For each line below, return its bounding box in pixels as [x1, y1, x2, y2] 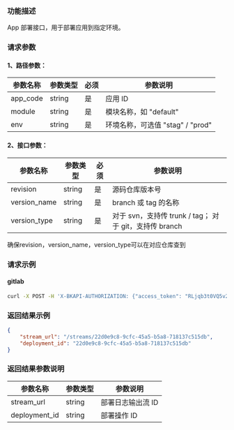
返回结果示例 [7, 311, 51, 320]
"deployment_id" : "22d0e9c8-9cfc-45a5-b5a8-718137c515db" [19, 340, 192, 347]
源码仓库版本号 [112, 184, 162, 194]
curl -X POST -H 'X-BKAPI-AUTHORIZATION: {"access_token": [7, 292, 182, 299]
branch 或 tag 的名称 [112, 198, 180, 207]
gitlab [7, 277, 24, 286]
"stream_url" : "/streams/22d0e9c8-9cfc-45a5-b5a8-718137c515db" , [19, 333, 214, 340]
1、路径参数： [7, 61, 47, 69]
